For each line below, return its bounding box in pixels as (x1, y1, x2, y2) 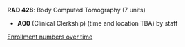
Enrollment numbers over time (7, 32, 93, 41)
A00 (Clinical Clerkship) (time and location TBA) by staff (17, 19, 178, 27)
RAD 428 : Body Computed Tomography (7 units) (7, 6, 146, 14)
